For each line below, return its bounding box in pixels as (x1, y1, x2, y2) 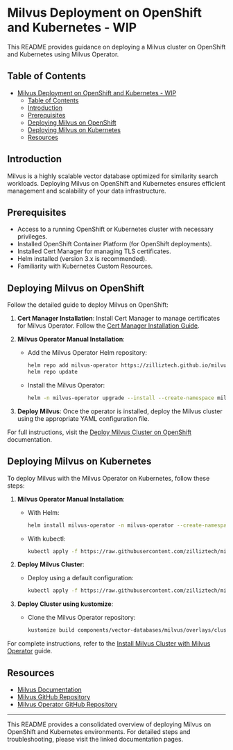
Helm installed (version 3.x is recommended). (17, 255, 148, 263)
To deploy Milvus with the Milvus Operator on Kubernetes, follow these (7, 474, 210, 482)
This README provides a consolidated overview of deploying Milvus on (7, 720, 212, 728)
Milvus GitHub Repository (17, 692, 91, 701)
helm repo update (27, 369, 78, 376)
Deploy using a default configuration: (27, 574, 134, 582)
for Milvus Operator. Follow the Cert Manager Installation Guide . (17, 321, 200, 330)
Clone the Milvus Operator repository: (27, 614, 136, 622)
